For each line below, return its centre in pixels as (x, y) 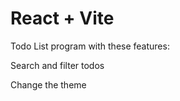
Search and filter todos (57, 65)
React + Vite (62, 18)
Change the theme (48, 84)
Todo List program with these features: (90, 46)
